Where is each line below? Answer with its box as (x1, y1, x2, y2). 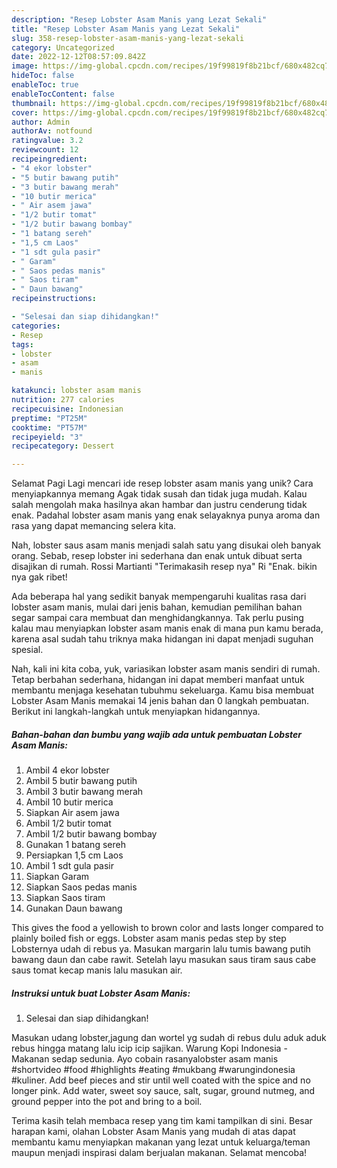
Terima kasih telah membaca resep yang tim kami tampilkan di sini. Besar (11, 1115, 313, 1127)
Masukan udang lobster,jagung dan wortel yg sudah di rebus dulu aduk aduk (11, 1032, 327, 1044)
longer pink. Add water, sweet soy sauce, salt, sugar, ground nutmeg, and (11, 1085, 316, 1097)
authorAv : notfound (11, 126, 93, 136)
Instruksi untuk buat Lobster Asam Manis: (11, 987, 191, 999)
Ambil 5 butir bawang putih (25, 775, 138, 787)
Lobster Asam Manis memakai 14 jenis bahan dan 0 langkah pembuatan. (11, 695, 310, 707)
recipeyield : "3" (11, 432, 84, 442)
